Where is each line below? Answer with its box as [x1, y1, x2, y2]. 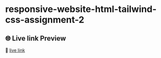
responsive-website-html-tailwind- [5, 3, 157, 15]
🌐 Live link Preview [5, 34, 66, 42]
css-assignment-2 [5, 14, 85, 25]
